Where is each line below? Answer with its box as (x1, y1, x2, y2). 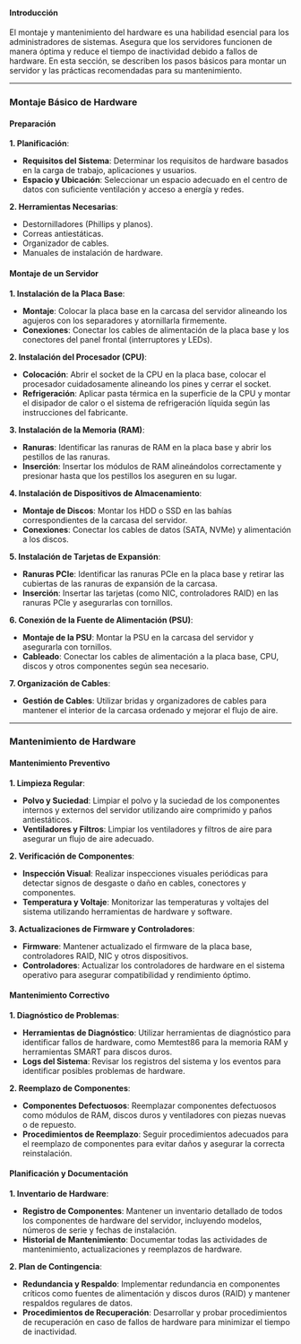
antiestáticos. (21, 814, 73, 825)
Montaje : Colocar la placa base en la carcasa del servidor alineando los (21, 305, 288, 316)
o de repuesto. (21, 1119, 77, 1130)
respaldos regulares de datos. (21, 1297, 133, 1309)
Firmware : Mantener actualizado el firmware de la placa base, (21, 940, 253, 951)
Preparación (9, 118, 56, 129)
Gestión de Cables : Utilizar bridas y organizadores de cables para (21, 695, 267, 706)
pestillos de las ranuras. (21, 451, 110, 462)
